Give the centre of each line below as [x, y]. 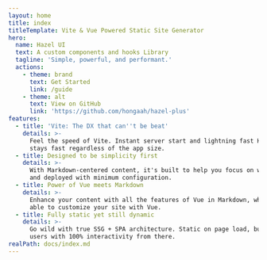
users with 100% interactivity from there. [103, 237]
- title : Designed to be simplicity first [87, 155]
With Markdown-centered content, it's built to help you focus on [141, 170]
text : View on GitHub [65, 104]
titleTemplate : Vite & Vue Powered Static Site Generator [106, 30]
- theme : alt [44, 97]
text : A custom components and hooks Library [92, 52]
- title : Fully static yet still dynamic [85, 215]
